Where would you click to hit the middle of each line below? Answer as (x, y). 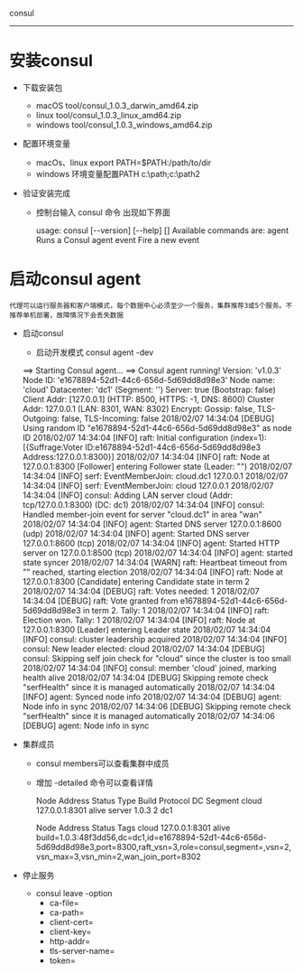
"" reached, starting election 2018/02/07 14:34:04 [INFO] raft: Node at (153, 572)
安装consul (51, 61)
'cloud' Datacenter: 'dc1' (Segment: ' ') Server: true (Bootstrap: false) (149, 389)
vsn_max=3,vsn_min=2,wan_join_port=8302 (118, 856)
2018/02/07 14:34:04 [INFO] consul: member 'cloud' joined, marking (149, 668)
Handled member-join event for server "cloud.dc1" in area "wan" (142, 514)
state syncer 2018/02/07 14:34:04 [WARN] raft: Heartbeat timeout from (155, 562)
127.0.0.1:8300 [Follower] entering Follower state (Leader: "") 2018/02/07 (157, 466)
